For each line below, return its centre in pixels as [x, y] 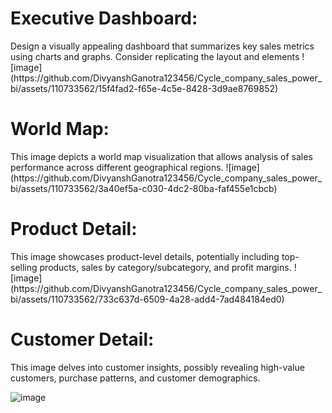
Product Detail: [74, 229]
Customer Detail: [82, 339]
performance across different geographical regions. [117, 167]
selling [24, 267]
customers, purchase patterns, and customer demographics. [135, 378]
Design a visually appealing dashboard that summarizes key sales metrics [162, 46]
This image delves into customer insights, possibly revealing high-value [157, 367]
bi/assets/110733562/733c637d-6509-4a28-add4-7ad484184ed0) [147, 299]
